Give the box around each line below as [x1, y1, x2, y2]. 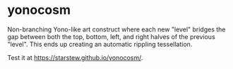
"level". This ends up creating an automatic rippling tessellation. [7, 40, 193, 48]
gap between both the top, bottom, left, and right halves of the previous [7, 32, 215, 40]
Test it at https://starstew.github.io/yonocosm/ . [7, 53, 143, 61]
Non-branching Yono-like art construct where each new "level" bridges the [7, 25, 226, 33]
